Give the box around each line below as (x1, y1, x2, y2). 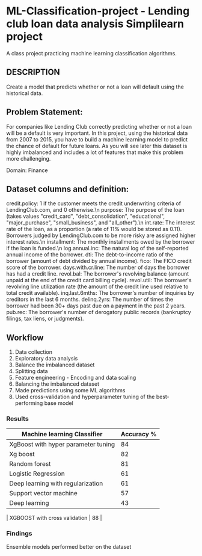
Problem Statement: (6, 107, 83, 117)
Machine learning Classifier (21, 430, 103, 439)
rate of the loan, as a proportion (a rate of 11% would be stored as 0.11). (6, 226, 182, 233)
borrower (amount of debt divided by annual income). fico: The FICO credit (6, 258, 192, 265)
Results (6, 415, 29, 423)
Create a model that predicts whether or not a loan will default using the (6, 83, 185, 90)
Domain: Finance (6, 167, 48, 174)
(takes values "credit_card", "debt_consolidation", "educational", (6, 212, 165, 220)
